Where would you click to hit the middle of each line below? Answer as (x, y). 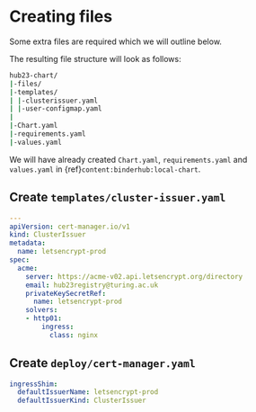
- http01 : (44, 318)
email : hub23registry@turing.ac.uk (92, 285)
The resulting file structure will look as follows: (95, 58)
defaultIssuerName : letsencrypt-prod (88, 392)
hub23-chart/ (34, 75)
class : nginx (74, 335)
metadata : (28, 243)
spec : (19, 260)
